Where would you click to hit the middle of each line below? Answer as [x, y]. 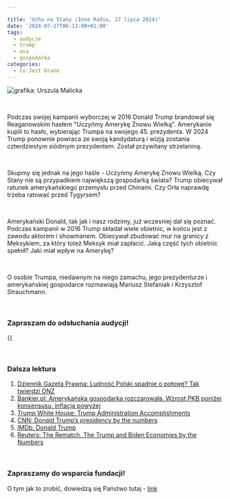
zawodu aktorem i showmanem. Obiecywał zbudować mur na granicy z [108, 236]
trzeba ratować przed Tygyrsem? [54, 195]
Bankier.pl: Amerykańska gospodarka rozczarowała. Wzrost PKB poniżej [119, 399]
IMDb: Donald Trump [47, 428]
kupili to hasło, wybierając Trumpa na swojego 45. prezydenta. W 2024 [108, 131]
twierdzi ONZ [36, 391]
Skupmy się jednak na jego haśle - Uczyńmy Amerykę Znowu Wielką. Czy [112, 173]
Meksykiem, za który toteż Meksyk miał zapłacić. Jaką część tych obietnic [113, 243]
